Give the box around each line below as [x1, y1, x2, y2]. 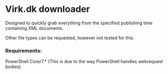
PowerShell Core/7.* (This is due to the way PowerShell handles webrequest [5, 59, 163, 65]
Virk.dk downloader [5, 3, 91, 15]
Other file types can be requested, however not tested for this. [5, 35, 135, 41]
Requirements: [5, 47, 42, 54]
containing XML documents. [5, 25, 64, 31]
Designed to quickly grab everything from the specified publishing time [5, 20, 153, 26]
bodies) [5, 64, 21, 70]
